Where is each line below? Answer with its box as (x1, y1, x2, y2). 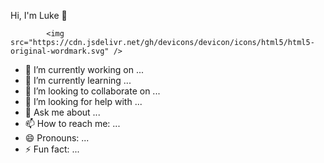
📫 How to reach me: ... (24, 118, 121, 129)
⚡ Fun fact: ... (24, 143, 80, 155)
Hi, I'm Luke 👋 (10, 10, 68, 21)
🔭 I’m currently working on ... (24, 64, 144, 75)
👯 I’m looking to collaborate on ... (24, 85, 161, 97)
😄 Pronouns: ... (24, 132, 90, 144)
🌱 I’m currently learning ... (24, 75, 132, 86)
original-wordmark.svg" (10, 46, 110, 56)
